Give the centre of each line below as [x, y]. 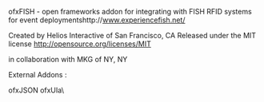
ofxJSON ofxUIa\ [36, 90]
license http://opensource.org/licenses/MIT [80, 44]
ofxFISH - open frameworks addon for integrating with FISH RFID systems [130, 12]
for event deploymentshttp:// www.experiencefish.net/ [97, 20]
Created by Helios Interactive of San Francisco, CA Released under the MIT [132, 35]
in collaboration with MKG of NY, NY [68, 59]
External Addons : [38, 75]
